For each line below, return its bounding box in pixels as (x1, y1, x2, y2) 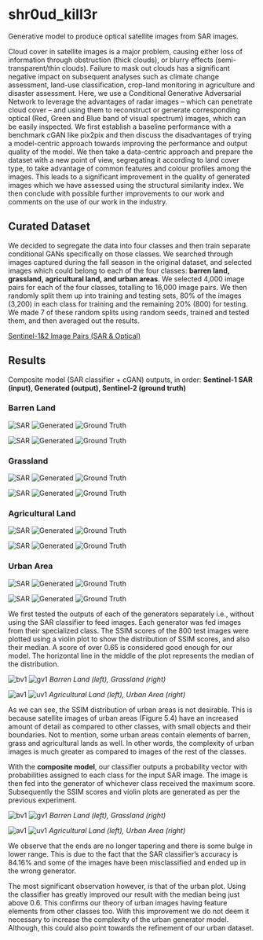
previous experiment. (8, 795, 77, 805)
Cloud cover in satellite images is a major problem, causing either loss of (8, 46, 243, 56)
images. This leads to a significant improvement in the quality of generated (8, 171, 250, 182)
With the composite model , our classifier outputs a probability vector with (8, 762, 247, 771)
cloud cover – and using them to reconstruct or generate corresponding (8, 105, 240, 115)
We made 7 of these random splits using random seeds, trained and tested (8, 307, 250, 317)
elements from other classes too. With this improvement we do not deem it (8, 906, 250, 916)
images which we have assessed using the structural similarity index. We (8, 180, 244, 189)
